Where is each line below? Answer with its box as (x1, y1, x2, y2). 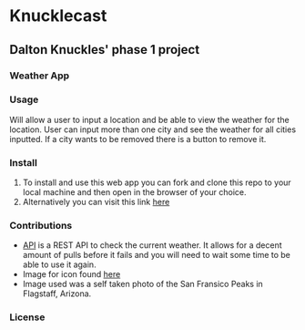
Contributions (9, 220, 73, 232)
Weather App (9, 69, 70, 82)
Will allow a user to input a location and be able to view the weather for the (9, 114, 290, 125)
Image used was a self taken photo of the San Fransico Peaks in (22, 279, 264, 290)
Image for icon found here (22, 269, 121, 280)
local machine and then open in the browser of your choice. (22, 187, 248, 198)
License (9, 311, 46, 324)
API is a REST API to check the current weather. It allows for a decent (22, 240, 282, 251)
